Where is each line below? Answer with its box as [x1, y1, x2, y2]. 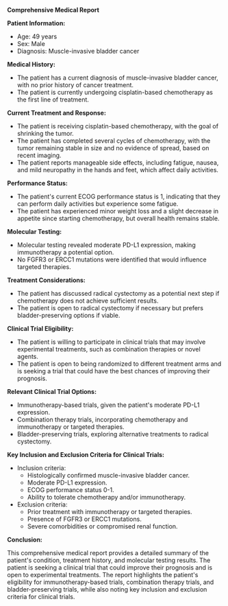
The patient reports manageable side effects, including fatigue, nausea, [16, 159, 219, 167]
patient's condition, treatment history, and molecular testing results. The [7, 556, 211, 564]
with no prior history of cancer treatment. [16, 81, 134, 89]
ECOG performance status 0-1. [27, 486, 114, 493]
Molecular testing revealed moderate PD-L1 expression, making [16, 241, 197, 249]
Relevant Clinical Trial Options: [7, 388, 97, 395]
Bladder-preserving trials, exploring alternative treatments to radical [16, 430, 209, 438]
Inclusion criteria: [16, 464, 66, 472]
